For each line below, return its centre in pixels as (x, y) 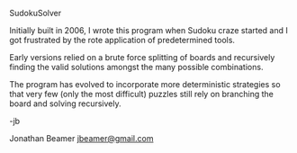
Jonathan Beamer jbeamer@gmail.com (81, 138)
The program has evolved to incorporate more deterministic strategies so (145, 84)
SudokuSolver (36, 13)
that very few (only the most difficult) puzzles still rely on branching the (142, 94)
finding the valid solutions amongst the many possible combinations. (136, 67)
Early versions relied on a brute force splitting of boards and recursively (142, 57)
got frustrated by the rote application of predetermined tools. (122, 40)
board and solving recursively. (65, 103)
